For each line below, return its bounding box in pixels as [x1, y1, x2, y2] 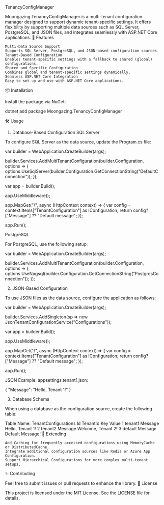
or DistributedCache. [5, 445, 50, 449]
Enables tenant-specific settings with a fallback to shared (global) [5, 57, 153, 62]
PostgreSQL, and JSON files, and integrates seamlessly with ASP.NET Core [5, 29, 158, 35]
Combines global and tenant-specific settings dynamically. [5, 70, 131, 75]
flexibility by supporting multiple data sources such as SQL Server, [5, 24, 140, 30]
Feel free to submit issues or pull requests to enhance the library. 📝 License [5, 480, 158, 486]
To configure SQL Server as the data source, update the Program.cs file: [5, 139, 151, 144]
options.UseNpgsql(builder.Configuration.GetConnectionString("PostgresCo [5, 271, 159, 277]
